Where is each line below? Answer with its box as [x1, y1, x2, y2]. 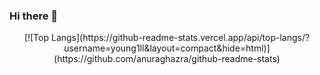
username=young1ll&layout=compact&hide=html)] [63, 42, 271, 54]
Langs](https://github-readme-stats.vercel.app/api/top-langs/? [50, 32, 311, 44]
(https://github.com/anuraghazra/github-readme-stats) [53, 53, 281, 65]
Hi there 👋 [9, 9, 59, 23]
